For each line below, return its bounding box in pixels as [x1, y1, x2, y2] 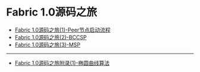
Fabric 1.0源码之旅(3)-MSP [14, 41, 80, 48]
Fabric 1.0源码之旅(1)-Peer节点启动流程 [14, 26, 111, 33]
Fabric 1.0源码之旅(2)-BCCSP [14, 33, 87, 40]
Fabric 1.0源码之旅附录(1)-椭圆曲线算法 [14, 59, 110, 66]
